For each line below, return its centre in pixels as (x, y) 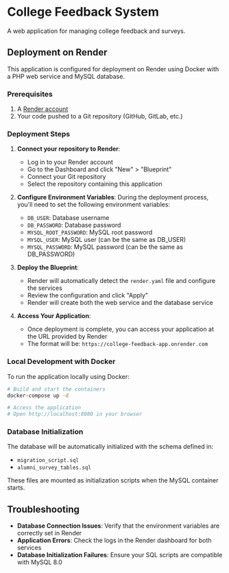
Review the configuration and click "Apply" (88, 295)
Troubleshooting (44, 509)
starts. (16, 488)
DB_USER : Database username (68, 218)
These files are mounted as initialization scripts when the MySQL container (113, 480)
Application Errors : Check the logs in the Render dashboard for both (114, 540)
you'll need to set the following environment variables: (93, 205)
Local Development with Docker (61, 362)
